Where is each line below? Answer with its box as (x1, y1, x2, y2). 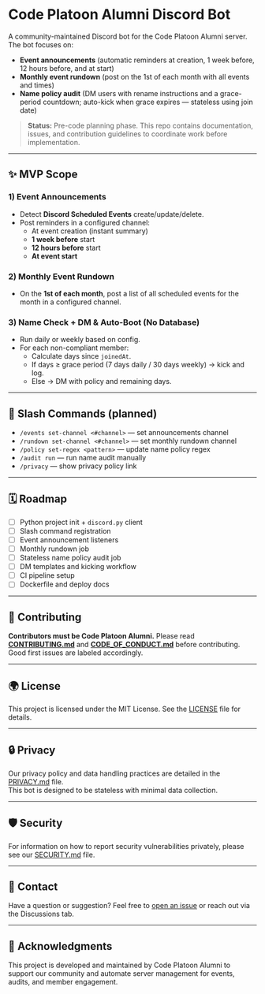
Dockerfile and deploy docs (19, 579, 110, 589)
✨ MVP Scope (8, 168, 78, 181)
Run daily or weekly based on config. (19, 335, 140, 344)
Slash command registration (19, 526, 112, 535)
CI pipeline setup (19, 571, 75, 580)
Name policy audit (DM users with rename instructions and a (19, 88, 218, 98)
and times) (19, 80, 55, 90)
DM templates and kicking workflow (19, 562, 136, 571)
